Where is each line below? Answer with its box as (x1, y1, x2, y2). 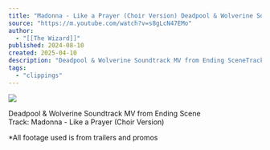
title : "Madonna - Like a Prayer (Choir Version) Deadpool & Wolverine (8, 11, 253, 20)
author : (8, 26, 35, 34)
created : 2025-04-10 (8, 49, 78, 57)
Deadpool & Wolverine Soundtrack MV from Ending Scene (8, 108, 201, 118)
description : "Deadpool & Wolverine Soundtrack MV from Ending (8, 57, 225, 65)
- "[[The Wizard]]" (15, 34, 81, 43)
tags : (8, 64, 27, 72)
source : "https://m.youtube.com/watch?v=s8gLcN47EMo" (8, 19, 193, 27)
